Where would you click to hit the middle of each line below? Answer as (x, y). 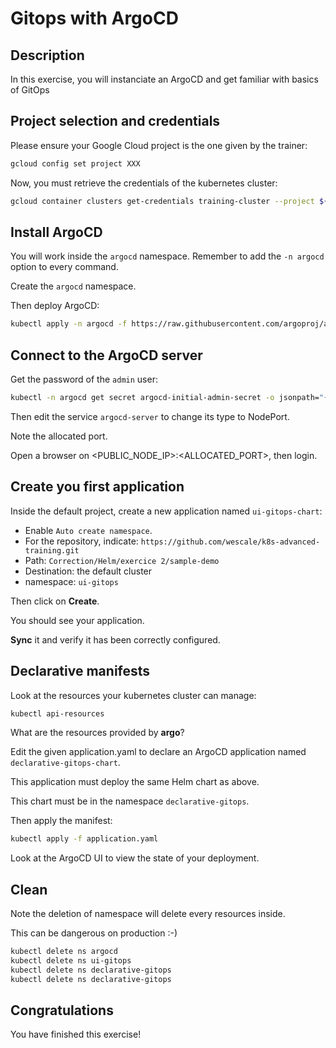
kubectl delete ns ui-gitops (71, 961)
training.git (52, 550)
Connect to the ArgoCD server (106, 355)
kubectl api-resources (57, 713)
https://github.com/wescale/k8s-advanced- (230, 542)
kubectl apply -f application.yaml (84, 839)
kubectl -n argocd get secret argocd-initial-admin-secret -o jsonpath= (165, 398)
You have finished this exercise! (76, 1034)
